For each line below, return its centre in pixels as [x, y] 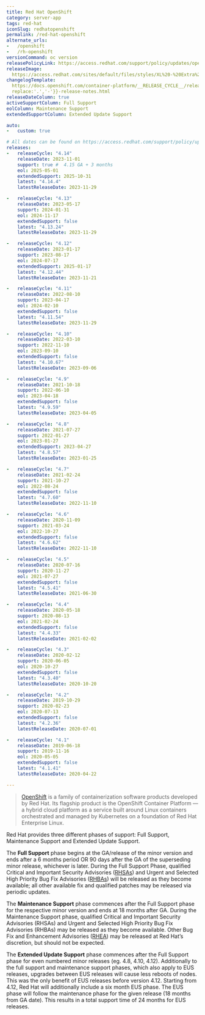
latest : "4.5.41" [39, 588]
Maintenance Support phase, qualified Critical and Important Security [94, 917]
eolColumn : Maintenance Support [47, 108]
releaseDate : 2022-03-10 [49, 340]
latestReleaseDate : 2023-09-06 [57, 368]
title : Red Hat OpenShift [39, 12]
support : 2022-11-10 [43, 345]
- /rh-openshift [30, 52]
